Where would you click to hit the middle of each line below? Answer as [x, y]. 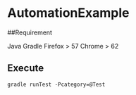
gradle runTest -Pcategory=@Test [56, 84]
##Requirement [30, 32]
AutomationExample [68, 13]
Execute [26, 68]
